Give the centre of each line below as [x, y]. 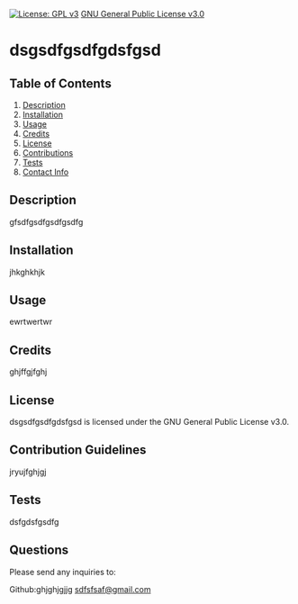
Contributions [48, 153]
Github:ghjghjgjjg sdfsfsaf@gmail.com [80, 589]
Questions [39, 550]
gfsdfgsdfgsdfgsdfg [46, 221]
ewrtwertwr [31, 322]
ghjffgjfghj [28, 372]
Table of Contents [61, 83]
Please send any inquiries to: [63, 572]
